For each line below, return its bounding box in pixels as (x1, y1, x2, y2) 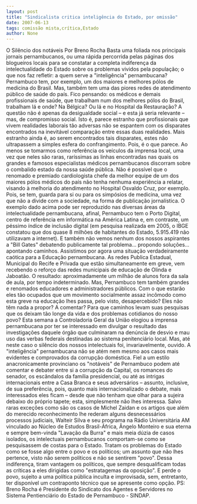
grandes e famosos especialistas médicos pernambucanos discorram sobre (6, 160, 191, 167)
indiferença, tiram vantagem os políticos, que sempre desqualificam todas (6, 461, 186, 468)
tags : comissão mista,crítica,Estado (6, 25, 99, 31)
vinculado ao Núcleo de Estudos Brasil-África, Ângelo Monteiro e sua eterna (6, 423, 192, 430)
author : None (6, 31, 38, 37)
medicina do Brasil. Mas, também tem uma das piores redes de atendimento (6, 84, 191, 91)
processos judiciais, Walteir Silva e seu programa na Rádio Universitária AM (6, 417, 190, 424)
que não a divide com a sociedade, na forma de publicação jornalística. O (6, 197, 185, 204)
